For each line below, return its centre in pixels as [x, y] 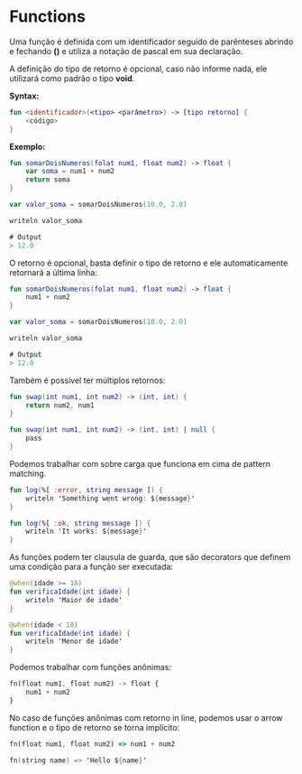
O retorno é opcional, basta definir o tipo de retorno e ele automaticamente [149, 263]
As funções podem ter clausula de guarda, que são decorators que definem [150, 557]
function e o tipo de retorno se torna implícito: [95, 727]
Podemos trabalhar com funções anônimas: [90, 667]
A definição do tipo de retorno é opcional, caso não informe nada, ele [138, 69]
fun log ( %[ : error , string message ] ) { [87, 490]
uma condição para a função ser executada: [92, 567]
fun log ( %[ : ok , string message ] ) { [80, 523]
